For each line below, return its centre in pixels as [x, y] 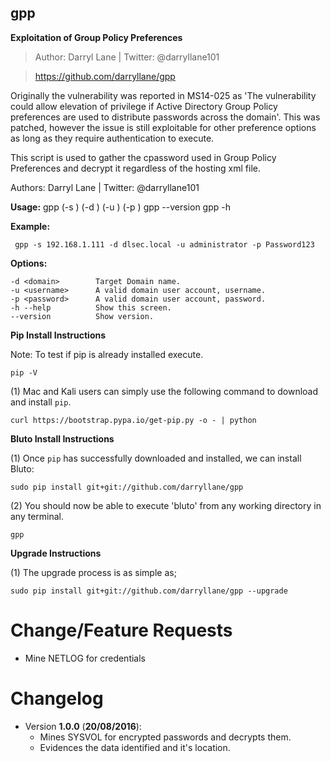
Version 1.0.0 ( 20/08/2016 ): [83, 726]
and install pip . [41, 402]
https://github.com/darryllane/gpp [105, 76]
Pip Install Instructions [58, 335]
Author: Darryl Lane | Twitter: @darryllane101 [127, 57]
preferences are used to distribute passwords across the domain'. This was [165, 117]
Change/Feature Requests [121, 630]
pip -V [24, 372]
